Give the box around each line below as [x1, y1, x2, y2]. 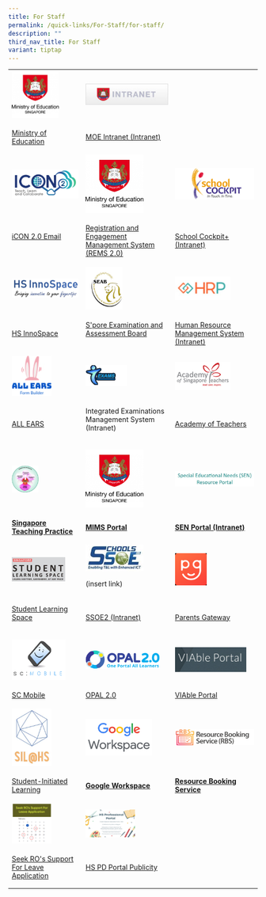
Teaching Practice [11, 526, 74, 536]
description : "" [8, 29, 62, 37]
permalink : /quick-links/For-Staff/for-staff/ [8, 21, 165, 29]
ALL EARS [11, 419, 45, 428]
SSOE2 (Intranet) [85, 612, 141, 621]
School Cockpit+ [174, 231, 230, 241]
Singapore [11, 519, 47, 528]
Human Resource [174, 321, 231, 330]
